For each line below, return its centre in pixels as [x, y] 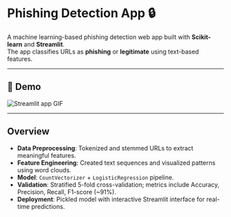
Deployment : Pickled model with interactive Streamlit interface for [111, 199]
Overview [29, 132]
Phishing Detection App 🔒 [81, 13]
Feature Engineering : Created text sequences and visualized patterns [116, 163]
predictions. [48, 206]
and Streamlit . [44, 44]
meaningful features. [46, 155]
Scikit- [201, 37]
